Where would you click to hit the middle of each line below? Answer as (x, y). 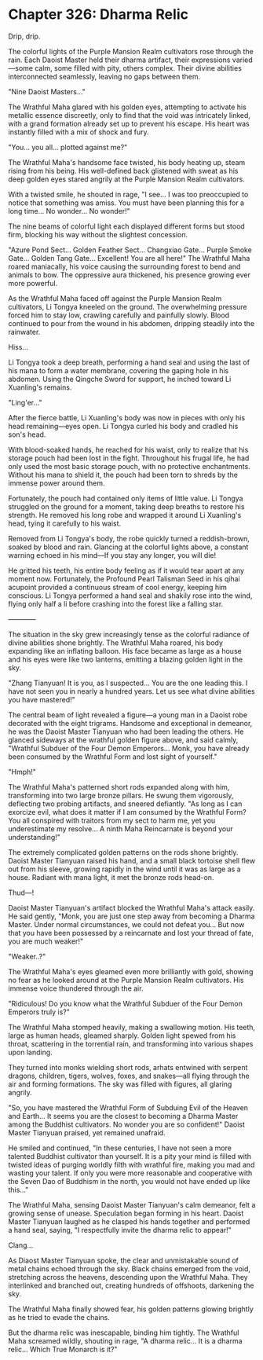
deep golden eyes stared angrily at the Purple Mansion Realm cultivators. (126, 179)
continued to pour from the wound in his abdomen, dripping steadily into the (131, 323)
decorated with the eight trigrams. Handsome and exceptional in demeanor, (130, 723)
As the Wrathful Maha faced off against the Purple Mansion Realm (115, 298)
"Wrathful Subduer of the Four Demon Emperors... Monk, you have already (129, 748)
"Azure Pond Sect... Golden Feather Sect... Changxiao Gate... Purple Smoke (130, 250)
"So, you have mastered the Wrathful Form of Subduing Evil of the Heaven (128, 1107)
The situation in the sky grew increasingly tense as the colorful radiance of (129, 634)
